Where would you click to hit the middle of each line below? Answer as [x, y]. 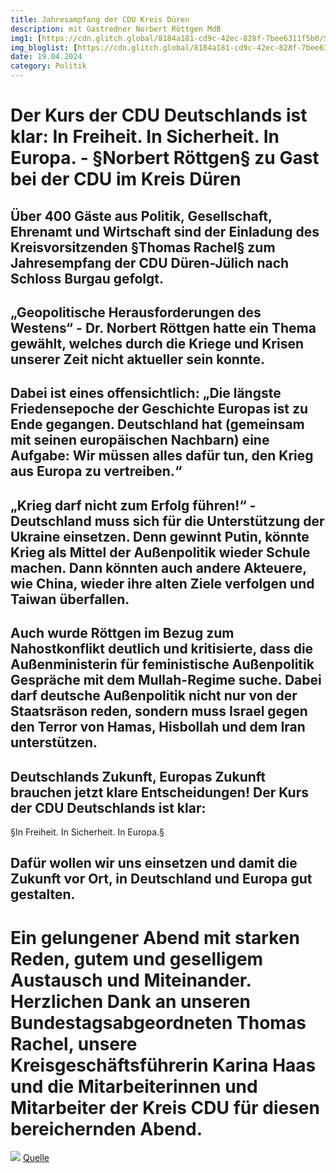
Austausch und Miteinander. [131, 980]
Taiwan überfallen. [70, 599]
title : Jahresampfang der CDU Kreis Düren [100, 19]
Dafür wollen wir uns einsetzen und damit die [154, 863]
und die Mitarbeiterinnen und [134, 1086]
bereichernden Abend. [106, 1128]
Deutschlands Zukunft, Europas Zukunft [138, 776]
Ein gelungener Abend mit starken [155, 937]
